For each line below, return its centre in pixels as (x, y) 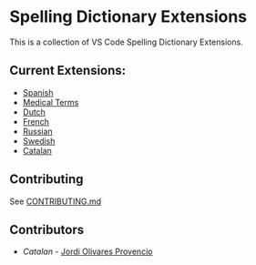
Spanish (38, 92)
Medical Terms (51, 102)
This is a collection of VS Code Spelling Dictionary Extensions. (126, 42)
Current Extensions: (68, 71)
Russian (37, 131)
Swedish (39, 141)
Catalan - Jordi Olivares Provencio (87, 251)
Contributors (47, 229)
